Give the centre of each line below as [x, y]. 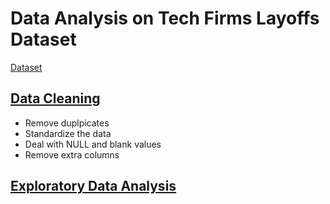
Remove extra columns [72, 154]
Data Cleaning [55, 98]
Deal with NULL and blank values [93, 144]
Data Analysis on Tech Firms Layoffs [165, 18]
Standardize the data [68, 133]
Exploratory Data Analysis [93, 186]
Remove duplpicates [67, 123]
